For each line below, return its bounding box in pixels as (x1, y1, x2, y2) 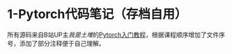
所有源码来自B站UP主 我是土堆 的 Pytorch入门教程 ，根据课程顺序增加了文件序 (7, 30, 225, 39)
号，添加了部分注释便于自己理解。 (7, 39, 105, 47)
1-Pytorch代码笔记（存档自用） (7, 6, 187, 22)
